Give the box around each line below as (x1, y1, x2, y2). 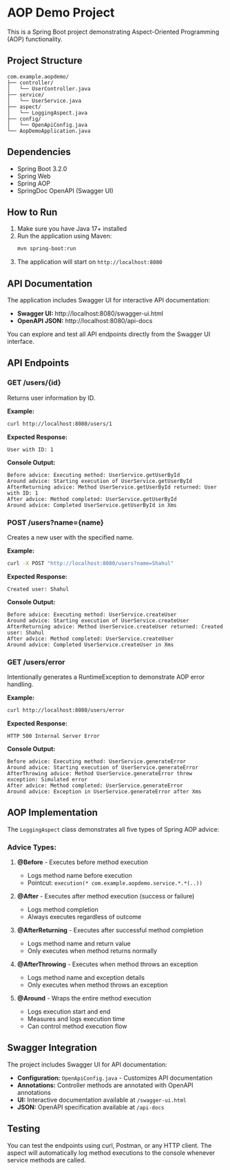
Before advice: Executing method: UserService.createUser (7, 611, 177, 618)
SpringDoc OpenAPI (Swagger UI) (17, 186, 114, 194)
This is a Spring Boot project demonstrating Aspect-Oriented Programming (7, 28, 220, 36)
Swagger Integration (7, 1042, 98, 1054)
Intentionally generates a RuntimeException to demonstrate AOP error (7, 673, 205, 681)
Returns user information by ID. (7, 393, 96, 402)
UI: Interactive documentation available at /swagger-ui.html (17, 1096, 187, 1104)
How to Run (7, 206, 58, 218)
